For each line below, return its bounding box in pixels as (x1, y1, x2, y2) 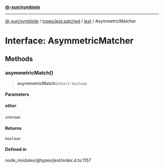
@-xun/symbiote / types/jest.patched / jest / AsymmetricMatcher (5, 18, 136, 24)
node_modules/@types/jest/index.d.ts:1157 (5, 157, 91, 163)
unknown (5, 115, 21, 120)
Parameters (5, 91, 29, 97)
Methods (5, 55, 33, 63)
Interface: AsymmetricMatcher (5, 35, 134, 46)
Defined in (5, 147, 27, 152)
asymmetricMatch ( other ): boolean (17, 80, 87, 86)
